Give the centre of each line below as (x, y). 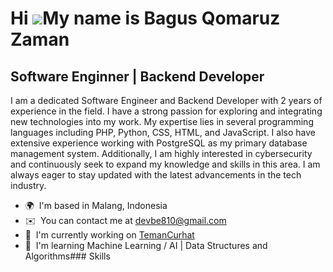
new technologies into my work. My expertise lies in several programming (162, 121)
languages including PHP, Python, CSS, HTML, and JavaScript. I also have (163, 132)
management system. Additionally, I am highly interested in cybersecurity (161, 153)
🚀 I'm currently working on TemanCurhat (109, 235)
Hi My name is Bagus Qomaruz (145, 18)
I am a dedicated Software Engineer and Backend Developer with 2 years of (166, 100)
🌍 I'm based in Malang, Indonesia (96, 205)
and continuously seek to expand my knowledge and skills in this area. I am (165, 164)
